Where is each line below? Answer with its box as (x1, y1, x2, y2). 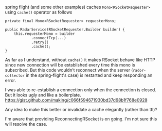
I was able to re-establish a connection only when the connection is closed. (5, 87, 157, 93)
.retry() (31, 40, 49, 45)
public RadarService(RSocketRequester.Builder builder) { (5, 27, 125, 32)
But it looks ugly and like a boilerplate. (5, 92, 81, 98)
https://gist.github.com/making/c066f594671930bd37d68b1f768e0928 (5, 97, 147, 103)
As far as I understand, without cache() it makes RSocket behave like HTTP (5, 57, 156, 63)
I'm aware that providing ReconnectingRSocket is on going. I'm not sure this (5, 116, 157, 122)
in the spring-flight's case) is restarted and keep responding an (26, 72, 153, 78)
